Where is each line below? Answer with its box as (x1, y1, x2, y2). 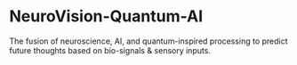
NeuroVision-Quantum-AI (9, 6, 204, 27)
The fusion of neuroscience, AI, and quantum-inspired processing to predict (9, 36, 288, 46)
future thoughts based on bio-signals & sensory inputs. (9, 45, 212, 55)
